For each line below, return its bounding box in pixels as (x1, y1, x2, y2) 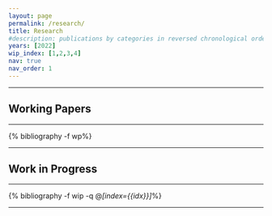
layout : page (8, 11, 53, 20)
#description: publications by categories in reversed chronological (8, 34, 249, 43)
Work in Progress (8, 162, 98, 176)
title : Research (8, 27, 63, 35)
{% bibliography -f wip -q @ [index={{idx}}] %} (8, 191, 162, 201)
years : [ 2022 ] (8, 42, 57, 50)
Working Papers (8, 102, 91, 116)
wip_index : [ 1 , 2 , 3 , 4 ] (8, 49, 82, 57)
